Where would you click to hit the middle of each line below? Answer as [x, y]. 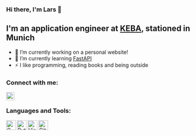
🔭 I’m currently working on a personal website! [71, 52]
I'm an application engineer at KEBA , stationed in [98, 29]
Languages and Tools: [38, 111]
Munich [20, 38]
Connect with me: [32, 82]
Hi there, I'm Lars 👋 [34, 9]
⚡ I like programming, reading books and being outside [81, 65]
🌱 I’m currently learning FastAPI [53, 58]
